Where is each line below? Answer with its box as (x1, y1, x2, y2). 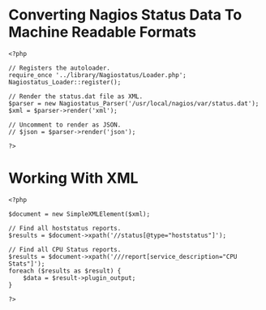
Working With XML (8, 169, 139, 187)
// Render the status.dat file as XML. (8, 92, 144, 101)
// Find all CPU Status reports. (8, 245, 122, 253)
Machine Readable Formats (8, 23, 197, 41)
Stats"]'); (8, 260, 45, 268)
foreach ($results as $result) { (8, 266, 122, 275)
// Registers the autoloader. (8, 63, 111, 72)
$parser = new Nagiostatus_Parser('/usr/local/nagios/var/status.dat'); (8, 99, 260, 107)
